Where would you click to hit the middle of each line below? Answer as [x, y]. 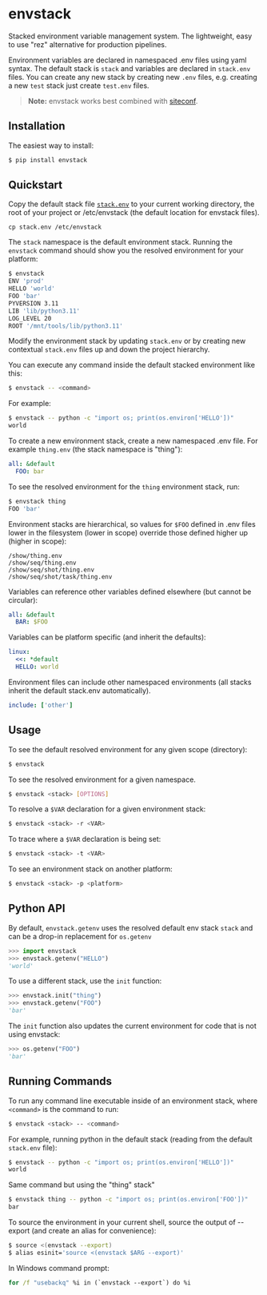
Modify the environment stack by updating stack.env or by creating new [127, 341]
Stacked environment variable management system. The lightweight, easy [130, 36]
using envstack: [34, 1034]
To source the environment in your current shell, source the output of [122, 1222]
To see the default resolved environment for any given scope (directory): [128, 749]
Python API [37, 908]
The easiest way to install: [51, 145]
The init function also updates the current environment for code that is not [133, 1026]
